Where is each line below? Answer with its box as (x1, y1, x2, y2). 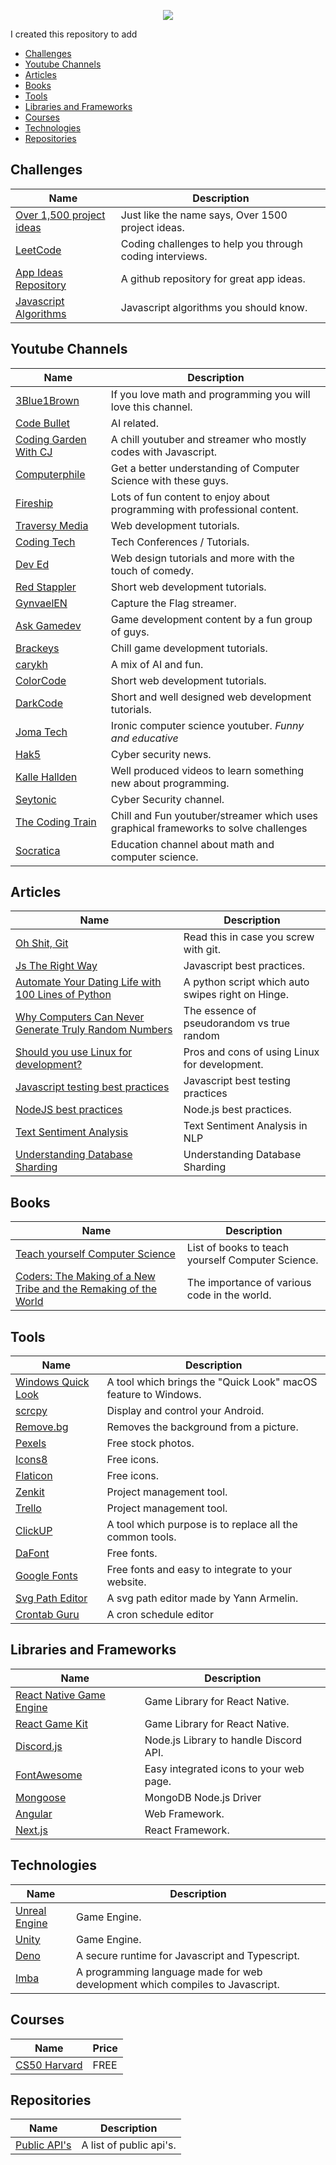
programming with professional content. (110, 502, 299, 516)
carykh (15, 657, 48, 671)
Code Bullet (15, 416, 70, 430)
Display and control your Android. (106, 1404, 265, 1418)
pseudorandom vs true (183, 1016, 291, 1030)
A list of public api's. (81, 2138, 177, 2152)
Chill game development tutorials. (110, 641, 268, 655)
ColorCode (15, 673, 67, 687)
